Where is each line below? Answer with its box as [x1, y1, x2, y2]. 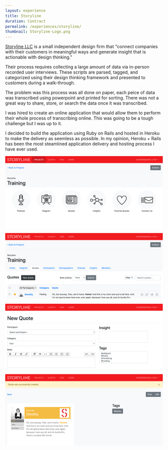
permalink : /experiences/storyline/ [5, 24, 81, 29]
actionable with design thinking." [5, 54, 72, 60]
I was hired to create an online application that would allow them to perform [5, 110, 161, 116]
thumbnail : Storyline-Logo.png [5, 29, 70, 35]
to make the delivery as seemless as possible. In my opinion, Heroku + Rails [5, 136, 161, 142]
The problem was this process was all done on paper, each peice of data [5, 90, 155, 96]
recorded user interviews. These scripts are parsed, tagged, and [5, 69, 138, 75]
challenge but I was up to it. [5, 121, 62, 127]
